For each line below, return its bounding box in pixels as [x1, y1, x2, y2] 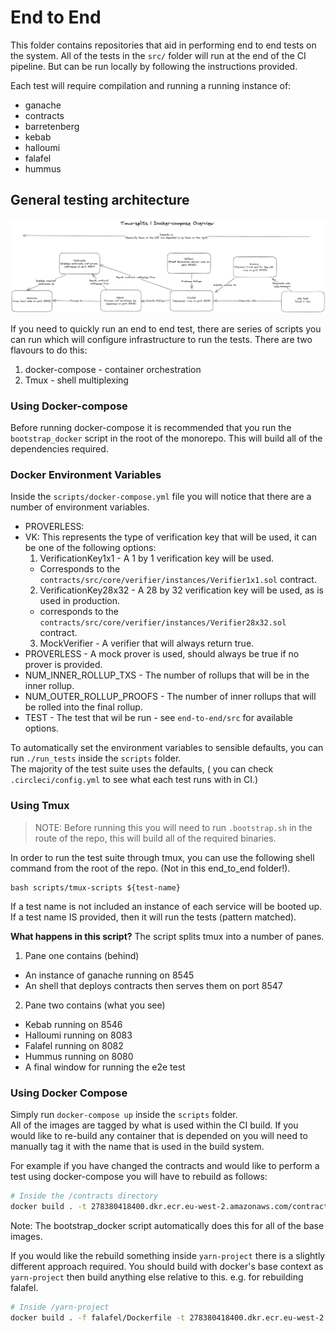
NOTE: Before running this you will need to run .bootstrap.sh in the [34, 821, 313, 833]
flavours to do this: [10, 344, 88, 356]
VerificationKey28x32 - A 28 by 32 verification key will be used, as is [39, 584, 324, 596]
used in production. [39, 595, 121, 607]
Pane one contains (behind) [24, 949, 140, 961]
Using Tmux [10, 799, 70, 813]
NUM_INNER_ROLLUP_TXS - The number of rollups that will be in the [24, 669, 310, 681]
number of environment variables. [10, 501, 150, 513]
